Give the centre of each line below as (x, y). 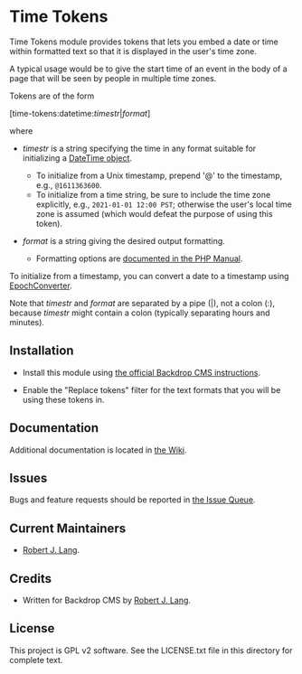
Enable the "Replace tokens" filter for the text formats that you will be (151, 389)
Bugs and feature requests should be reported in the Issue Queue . (132, 500)
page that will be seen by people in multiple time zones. (113, 78)
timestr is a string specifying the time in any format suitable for (139, 148)
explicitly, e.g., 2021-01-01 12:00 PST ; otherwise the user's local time (164, 204)
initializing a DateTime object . (77, 158)
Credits (31, 579)
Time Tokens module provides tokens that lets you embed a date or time (144, 42)
